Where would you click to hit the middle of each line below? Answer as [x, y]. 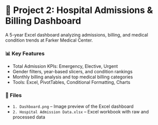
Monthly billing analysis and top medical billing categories [73, 77]
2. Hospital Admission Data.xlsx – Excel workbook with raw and [81, 111]
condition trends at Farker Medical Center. [49, 40]
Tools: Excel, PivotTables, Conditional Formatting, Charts [71, 82]
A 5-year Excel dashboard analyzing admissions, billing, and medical [77, 35]
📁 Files [13, 95]
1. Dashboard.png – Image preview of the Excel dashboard [73, 106]
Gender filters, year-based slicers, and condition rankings [72, 72]
